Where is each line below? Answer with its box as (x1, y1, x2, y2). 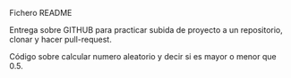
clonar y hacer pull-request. (9, 35, 112, 44)
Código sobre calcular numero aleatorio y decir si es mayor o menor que (9, 51, 277, 61)
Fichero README (9, 8, 73, 18)
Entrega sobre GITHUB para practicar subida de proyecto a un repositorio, (9, 25, 284, 35)
